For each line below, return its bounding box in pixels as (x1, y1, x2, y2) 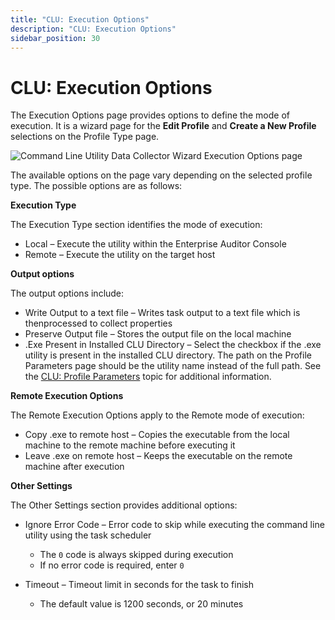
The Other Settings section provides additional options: (10, 499, 238, 511)
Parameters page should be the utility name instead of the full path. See (24, 360, 322, 372)
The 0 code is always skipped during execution (39, 549, 234, 561)
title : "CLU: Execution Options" (10, 14, 150, 25)
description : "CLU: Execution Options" (10, 24, 177, 34)
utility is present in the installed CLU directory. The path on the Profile (24, 349, 312, 361)
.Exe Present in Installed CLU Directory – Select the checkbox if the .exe (24, 339, 322, 351)
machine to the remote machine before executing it (24, 439, 236, 451)
